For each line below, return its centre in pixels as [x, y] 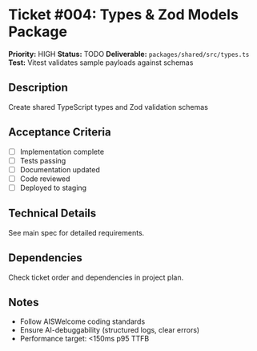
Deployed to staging [53, 188]
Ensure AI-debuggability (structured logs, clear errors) [110, 330]
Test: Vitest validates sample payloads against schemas [101, 63]
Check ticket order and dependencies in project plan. [96, 277]
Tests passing [43, 160]
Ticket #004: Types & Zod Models [123, 15]
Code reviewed [45, 179]
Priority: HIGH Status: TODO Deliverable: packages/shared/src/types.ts [129, 54]
